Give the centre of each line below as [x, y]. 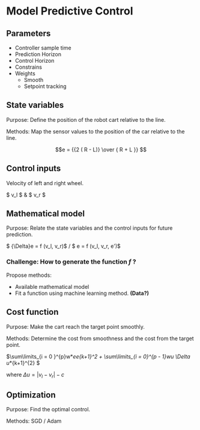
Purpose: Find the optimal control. [48, 409]
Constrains [28, 67]
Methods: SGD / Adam [34, 421]
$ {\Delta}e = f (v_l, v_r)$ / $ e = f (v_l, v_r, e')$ [64, 246]
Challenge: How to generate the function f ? [71, 262]
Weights [25, 73]
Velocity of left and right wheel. [45, 183]
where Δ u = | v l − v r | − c [35, 375]
